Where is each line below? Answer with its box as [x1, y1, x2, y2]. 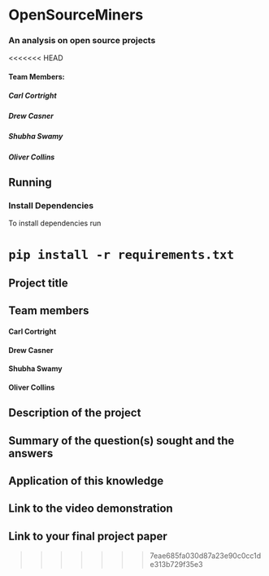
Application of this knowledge [8, 474, 164, 487]
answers [8, 446, 54, 460]
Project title [8, 277, 69, 290]
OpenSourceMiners [8, 6, 144, 24]
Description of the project [8, 406, 141, 420]
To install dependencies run [8, 218, 102, 229]
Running [8, 176, 53, 190]
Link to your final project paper [8, 529, 168, 543]
